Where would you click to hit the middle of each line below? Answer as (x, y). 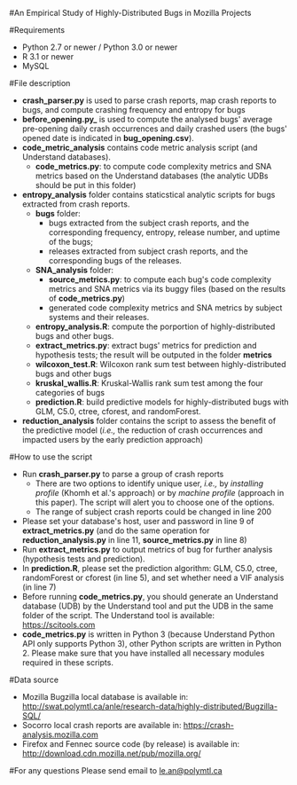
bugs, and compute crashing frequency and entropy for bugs (133, 110)
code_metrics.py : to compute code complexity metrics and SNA (153, 166)
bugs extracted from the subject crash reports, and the (149, 223)
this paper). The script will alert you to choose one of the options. (155, 502)
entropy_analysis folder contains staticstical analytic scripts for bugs (148, 195)
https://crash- (209, 725)
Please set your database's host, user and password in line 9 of (138, 521)
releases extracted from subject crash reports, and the (148, 251)
